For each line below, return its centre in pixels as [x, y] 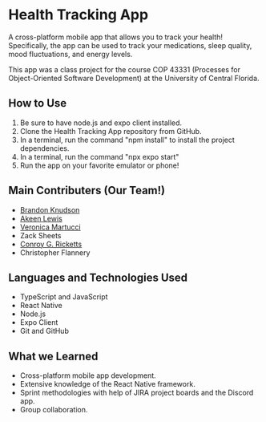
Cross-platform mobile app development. [88, 375]
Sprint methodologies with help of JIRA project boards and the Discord [137, 393]
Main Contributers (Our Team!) [87, 191]
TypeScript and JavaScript [64, 297]
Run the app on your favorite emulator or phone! [99, 165]
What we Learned [53, 356]
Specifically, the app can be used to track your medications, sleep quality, [130, 45]
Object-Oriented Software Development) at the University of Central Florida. [134, 78]
